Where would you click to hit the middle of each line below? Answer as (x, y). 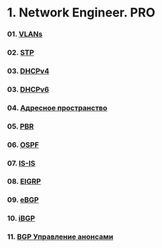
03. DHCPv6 (28, 89)
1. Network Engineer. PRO (81, 13)
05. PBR (21, 126)
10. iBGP (21, 218)
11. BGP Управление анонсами (60, 237)
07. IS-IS (21, 163)
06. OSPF (23, 144)
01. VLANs (25, 34)
